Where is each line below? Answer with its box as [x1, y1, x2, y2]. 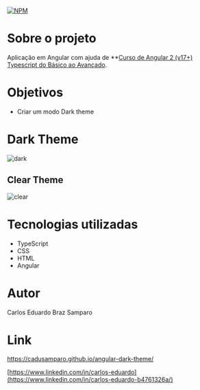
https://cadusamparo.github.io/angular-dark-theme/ [7, 355, 154, 363]
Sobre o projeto [7, 31, 97, 46]
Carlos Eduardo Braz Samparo [7, 308, 92, 316]
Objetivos [7, 85, 64, 100]
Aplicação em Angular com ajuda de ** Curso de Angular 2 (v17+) [7, 53, 193, 61]
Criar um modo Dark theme [16, 107, 95, 116]
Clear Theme [7, 174, 64, 186]
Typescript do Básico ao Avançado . [7, 61, 108, 69]
